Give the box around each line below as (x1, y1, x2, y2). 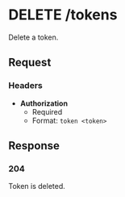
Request (8, 56, 52, 69)
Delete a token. (8, 32, 59, 42)
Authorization (19, 98, 69, 108)
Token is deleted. (8, 182, 66, 191)
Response (8, 139, 60, 153)
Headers (8, 80, 43, 91)
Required (31, 107, 63, 116)
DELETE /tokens (8, 6, 118, 24)
